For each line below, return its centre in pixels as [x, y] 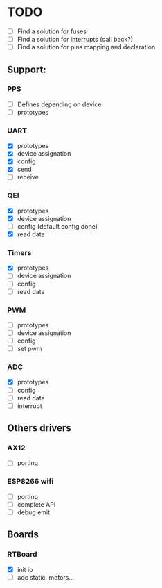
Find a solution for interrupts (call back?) [75, 39]
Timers [19, 253]
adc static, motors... [46, 577]
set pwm [29, 349]
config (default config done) [57, 226]
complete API [36, 504]
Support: [27, 69]
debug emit [34, 512]
